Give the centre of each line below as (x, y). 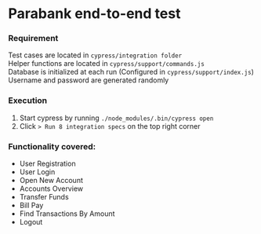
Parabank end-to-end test (94, 14)
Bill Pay (31, 206)
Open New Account (51, 181)
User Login (37, 172)
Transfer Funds (44, 197)
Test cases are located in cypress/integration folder (95, 55)
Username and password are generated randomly (89, 80)
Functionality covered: (52, 146)
